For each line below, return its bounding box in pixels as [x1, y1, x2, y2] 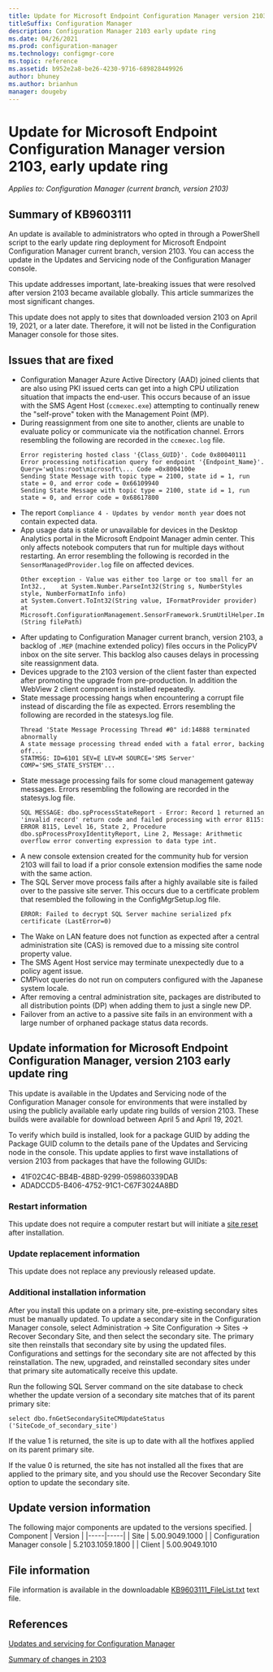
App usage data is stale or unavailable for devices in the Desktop [19, 525, 238, 535]
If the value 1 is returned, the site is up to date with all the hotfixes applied [8, 1435, 254, 1445]
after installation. [8, 1228, 65, 1238]
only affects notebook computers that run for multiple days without [19, 542, 245, 552]
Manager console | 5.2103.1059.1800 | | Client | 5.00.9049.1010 [8, 1540, 218, 1549]
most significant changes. [8, 297, 95, 306]
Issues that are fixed [8, 353, 114, 367]
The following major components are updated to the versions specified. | [8, 1522, 252, 1532]
